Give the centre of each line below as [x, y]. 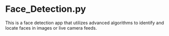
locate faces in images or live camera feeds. [51, 28]
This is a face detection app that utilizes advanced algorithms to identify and [85, 23]
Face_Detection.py [46, 9]
